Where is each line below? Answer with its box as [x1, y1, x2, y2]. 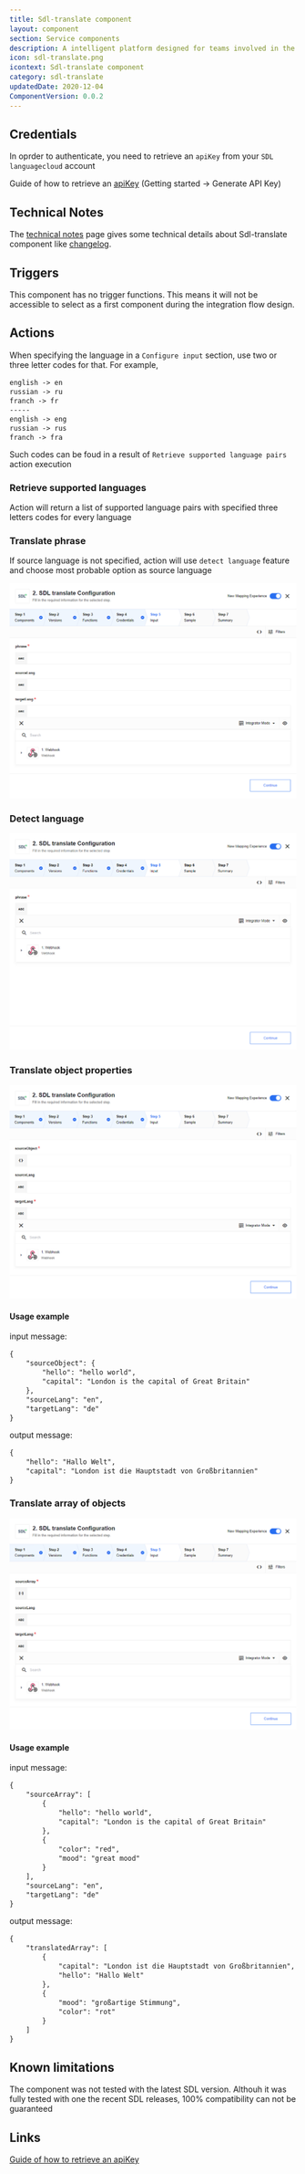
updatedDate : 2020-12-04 [9, 82, 104, 91]
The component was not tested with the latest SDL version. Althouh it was [9, 2084, 287, 2095]
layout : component [9, 24, 79, 34]
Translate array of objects [9, 1497, 126, 1510]
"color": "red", [57, 1845, 120, 1855]
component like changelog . [9, 238, 112, 250]
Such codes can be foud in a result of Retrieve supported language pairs [9, 448, 287, 460]
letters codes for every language [9, 512, 132, 523]
